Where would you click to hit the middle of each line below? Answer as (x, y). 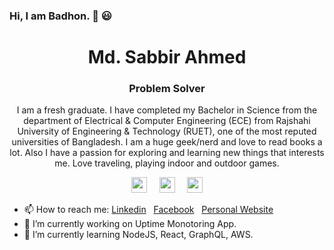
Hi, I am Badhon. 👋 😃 (60, 16)
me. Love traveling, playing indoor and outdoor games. (167, 163)
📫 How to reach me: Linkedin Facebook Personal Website (148, 210)
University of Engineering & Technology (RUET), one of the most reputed (167, 131)
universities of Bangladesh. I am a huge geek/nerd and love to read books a (167, 142)
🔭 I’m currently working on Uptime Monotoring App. (130, 224)
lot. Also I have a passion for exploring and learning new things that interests (167, 153)
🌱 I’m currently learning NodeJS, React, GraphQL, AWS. (138, 235)
